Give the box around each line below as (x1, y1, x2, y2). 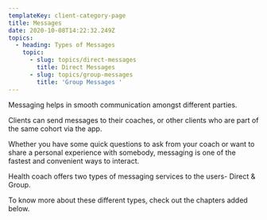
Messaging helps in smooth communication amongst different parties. (8, 100, 238, 110)
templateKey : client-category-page (8, 11, 126, 20)
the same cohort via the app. (8, 124, 103, 133)
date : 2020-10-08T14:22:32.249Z (8, 26, 115, 34)
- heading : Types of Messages (15, 41, 115, 49)
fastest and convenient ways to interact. (8, 156, 140, 165)
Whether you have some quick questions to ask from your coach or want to (8, 139, 255, 149)
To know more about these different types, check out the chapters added (8, 195, 248, 205)
